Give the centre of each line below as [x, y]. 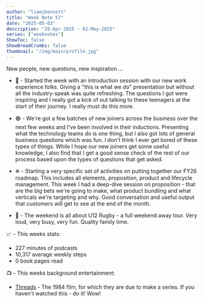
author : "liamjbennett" [36, 12]
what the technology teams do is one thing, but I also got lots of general [105, 133]
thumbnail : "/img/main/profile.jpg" [53, 52]
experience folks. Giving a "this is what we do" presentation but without [105, 87]
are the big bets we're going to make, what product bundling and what [103, 190]
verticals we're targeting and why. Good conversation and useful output [105, 197]
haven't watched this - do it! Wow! [58, 293]
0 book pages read [39, 261]
